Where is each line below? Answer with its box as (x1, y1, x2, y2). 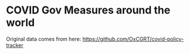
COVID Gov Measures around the (6, 4, 171, 17)
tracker (6, 42, 23, 49)
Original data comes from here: (6, 35, 82, 42)
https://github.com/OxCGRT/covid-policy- (82, 35, 184, 42)
